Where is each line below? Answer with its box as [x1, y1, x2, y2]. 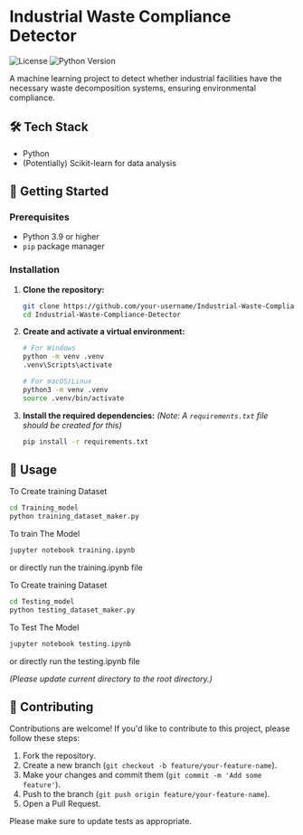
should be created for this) [22, 419, 122, 430]
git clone [22, 301, 61, 311]
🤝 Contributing [9, 699, 94, 715]
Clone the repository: [22, 284, 105, 295]
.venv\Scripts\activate [22, 361, 113, 370]
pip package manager [22, 241, 106, 252]
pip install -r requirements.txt [22, 436, 149, 446]
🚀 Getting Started [9, 183, 109, 200]
